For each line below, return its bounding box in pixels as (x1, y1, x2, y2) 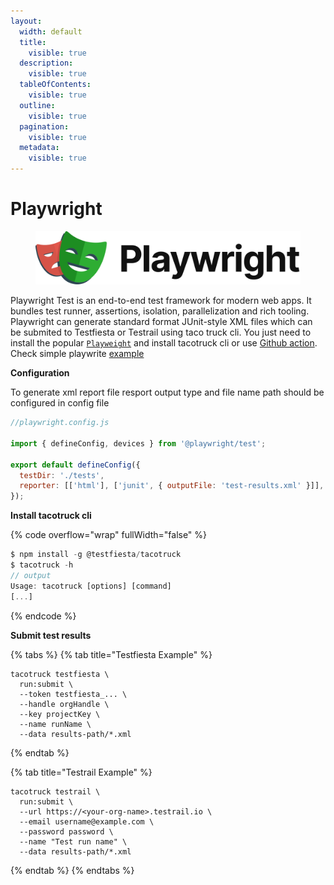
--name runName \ (19, 719, 92, 729)
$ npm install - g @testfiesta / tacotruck (10, 550, 182, 560)
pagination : (19, 121, 70, 132)
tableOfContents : (19, 80, 92, 90)
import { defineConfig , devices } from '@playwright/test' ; (10, 438, 267, 449)
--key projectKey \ (19, 709, 101, 719)
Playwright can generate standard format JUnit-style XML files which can (10, 316, 313, 328)
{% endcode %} (10, 610, 77, 622)
